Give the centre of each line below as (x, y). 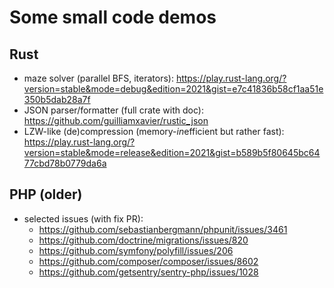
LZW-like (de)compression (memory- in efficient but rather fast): (154, 131)
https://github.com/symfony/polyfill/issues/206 (136, 250)
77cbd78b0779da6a (65, 163)
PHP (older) (46, 194)
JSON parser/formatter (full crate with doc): (113, 110)
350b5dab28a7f (57, 99)
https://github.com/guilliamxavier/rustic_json (116, 120)
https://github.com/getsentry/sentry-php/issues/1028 (148, 272)
